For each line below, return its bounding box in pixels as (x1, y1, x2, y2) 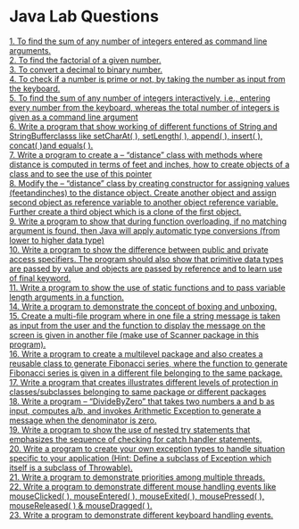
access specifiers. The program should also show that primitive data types (9, 253, 284, 264)
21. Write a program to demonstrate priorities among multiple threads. (9, 471, 266, 483)
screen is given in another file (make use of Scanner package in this (9, 329, 259, 340)
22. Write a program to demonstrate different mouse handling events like (9, 481, 277, 492)
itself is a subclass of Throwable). (9, 462, 134, 473)
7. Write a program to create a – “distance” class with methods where (9, 149, 263, 160)
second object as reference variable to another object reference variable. (9, 196, 278, 207)
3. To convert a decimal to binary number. (9, 64, 163, 75)
